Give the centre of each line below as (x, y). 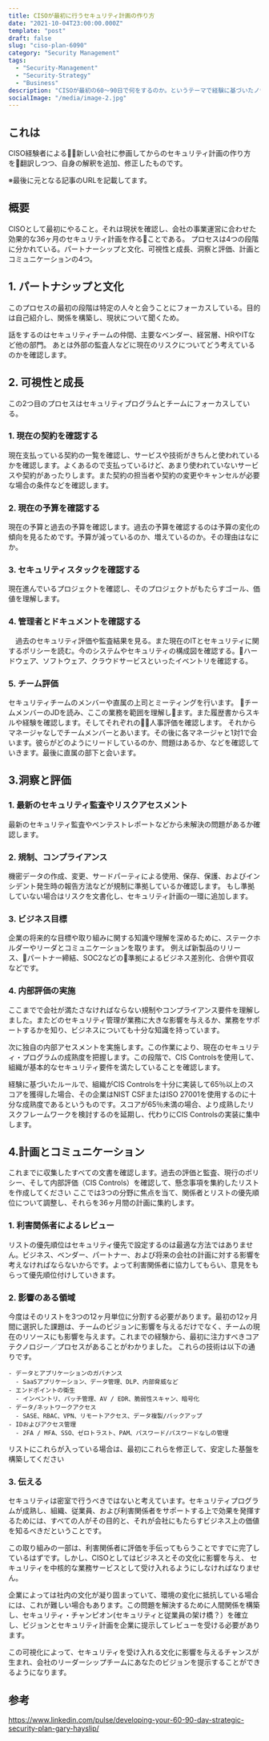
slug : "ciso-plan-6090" (48, 46)
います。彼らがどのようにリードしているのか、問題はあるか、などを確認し (130, 742)
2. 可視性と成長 (46, 382)
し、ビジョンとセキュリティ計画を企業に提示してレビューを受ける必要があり (134, 1625)
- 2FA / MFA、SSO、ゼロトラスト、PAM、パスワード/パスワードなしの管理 (122, 1433)
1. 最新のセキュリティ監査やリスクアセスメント (98, 805)
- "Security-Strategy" (53, 75)
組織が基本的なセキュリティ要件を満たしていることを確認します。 (116, 1067)
